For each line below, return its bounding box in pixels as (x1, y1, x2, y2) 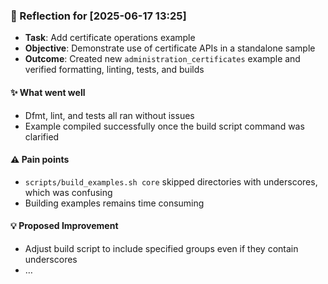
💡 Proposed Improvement (10, 220, 119, 232)
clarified (24, 130, 60, 143)
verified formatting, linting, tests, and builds (24, 64, 205, 76)
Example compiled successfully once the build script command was (24, 120, 305, 132)
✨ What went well (10, 86, 86, 98)
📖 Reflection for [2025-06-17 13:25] (10, 9, 187, 23)
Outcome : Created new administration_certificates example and (24, 53, 301, 65)
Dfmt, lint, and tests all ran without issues (24, 109, 195, 121)
